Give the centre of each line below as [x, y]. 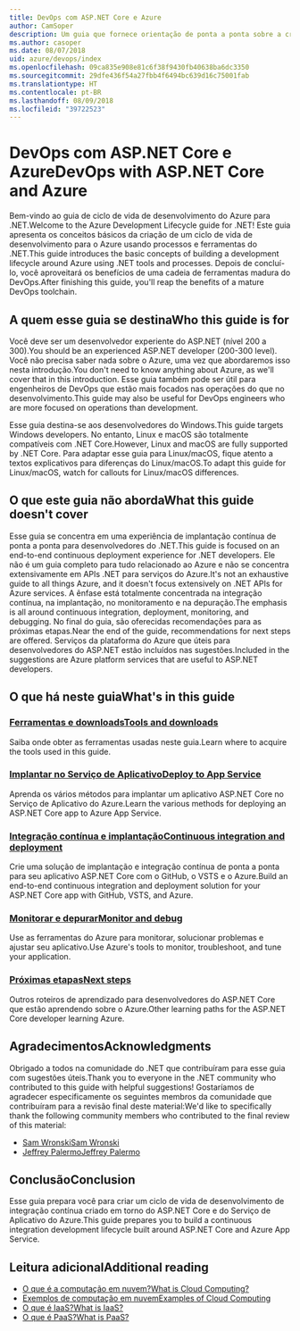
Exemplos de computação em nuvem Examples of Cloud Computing [146, 1298]
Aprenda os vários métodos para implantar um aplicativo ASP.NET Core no [146, 794]
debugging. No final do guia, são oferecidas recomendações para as [135, 621]
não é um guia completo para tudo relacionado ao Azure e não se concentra [150, 565]
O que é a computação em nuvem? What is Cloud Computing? [136, 1289]
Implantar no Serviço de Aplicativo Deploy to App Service [135, 774]
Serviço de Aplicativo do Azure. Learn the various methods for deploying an [148, 803]
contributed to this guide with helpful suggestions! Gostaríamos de [132, 1087]
